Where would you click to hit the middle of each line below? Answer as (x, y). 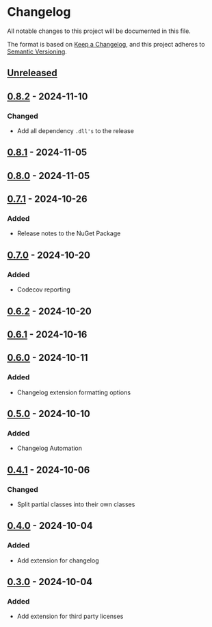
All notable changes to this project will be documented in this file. (99, 31)
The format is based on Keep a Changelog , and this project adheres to (106, 44)
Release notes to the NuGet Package (69, 233)
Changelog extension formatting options (74, 392)
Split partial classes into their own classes (76, 504)
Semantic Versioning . (37, 51)
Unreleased (32, 73)
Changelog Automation (50, 448)
